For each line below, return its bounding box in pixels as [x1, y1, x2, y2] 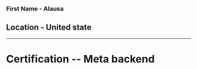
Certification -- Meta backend [6, 52, 155, 66]
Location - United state [6, 23, 92, 32]
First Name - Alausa [6, 5, 64, 13]
